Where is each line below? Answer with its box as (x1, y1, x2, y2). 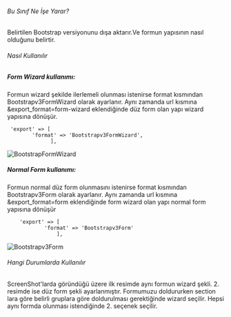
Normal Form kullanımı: (7, 166, 77, 174)
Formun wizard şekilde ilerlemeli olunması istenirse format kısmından (7, 90, 203, 98)
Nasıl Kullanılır (7, 51, 48, 59)
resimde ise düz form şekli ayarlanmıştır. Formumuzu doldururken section (7, 287, 216, 295)
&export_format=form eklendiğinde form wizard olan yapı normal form (7, 198, 206, 206)
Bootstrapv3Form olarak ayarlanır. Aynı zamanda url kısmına (7, 190, 178, 198)
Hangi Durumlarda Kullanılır (7, 258, 86, 267)
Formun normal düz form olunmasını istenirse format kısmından (7, 183, 188, 191)
